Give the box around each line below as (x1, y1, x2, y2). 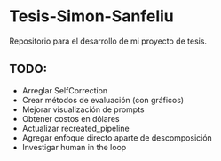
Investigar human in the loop (21, 141, 127, 152)
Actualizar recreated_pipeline (21, 123, 130, 133)
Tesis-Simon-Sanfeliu (9, 6, 175, 27)
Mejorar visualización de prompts (21, 104, 145, 115)
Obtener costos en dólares (21, 113, 120, 124)
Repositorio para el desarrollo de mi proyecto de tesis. (9, 36, 207, 46)
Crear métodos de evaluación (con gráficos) (21, 94, 185, 105)
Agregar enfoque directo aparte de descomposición (21, 132, 213, 143)
